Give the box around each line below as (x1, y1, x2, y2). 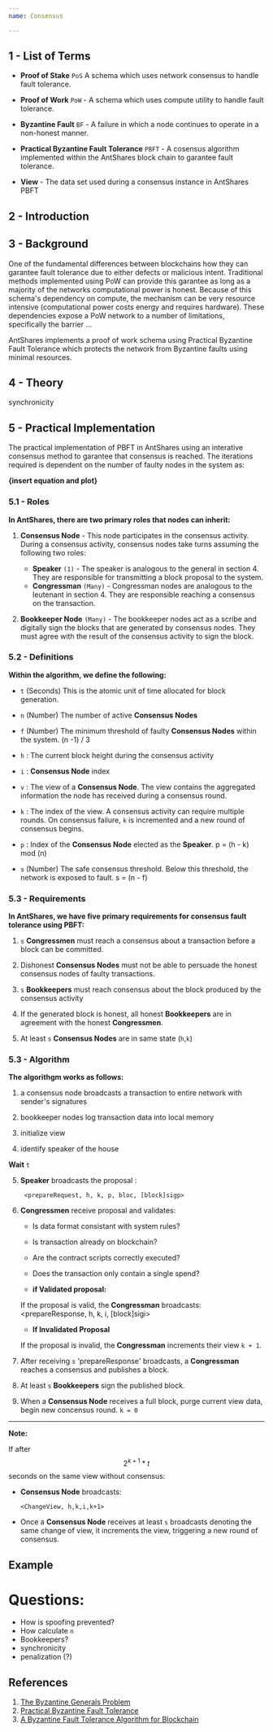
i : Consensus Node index (19, 766, 110, 776)
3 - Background (8, 237, 89, 251)
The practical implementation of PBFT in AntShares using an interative (8, 443, 244, 453)
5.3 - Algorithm (8, 1054, 71, 1065)
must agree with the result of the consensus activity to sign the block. (19, 631, 254, 641)
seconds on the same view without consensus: (8, 1471, 166, 1481)
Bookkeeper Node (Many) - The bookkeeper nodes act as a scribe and (19, 614, 258, 624)
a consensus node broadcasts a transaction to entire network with (19, 1088, 242, 1098)
